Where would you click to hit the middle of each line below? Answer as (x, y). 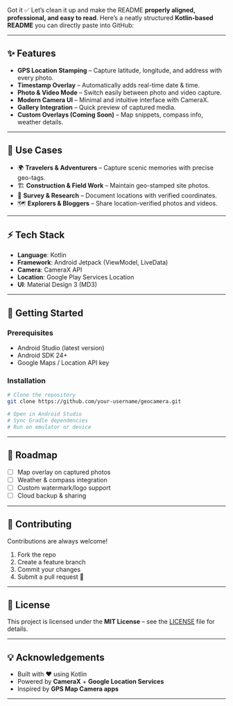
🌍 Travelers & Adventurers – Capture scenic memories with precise (115, 167)
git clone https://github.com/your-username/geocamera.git (94, 402)
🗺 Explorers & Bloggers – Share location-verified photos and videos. (117, 203)
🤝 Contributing (40, 524)
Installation (27, 381)
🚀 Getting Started (45, 313)
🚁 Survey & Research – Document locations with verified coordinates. (117, 195)
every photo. (35, 77)
